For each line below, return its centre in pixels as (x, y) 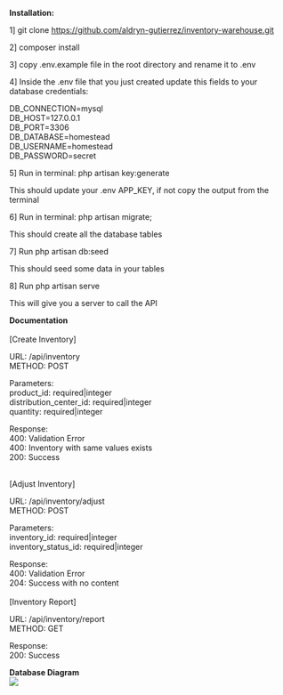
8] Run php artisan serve (55, 286)
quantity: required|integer (56, 412)
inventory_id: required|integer (63, 537)
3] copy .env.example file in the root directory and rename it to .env (133, 65)
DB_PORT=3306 (39, 127)
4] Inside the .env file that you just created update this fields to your (133, 82)
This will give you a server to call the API (84, 303)
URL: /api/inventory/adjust (57, 501)
